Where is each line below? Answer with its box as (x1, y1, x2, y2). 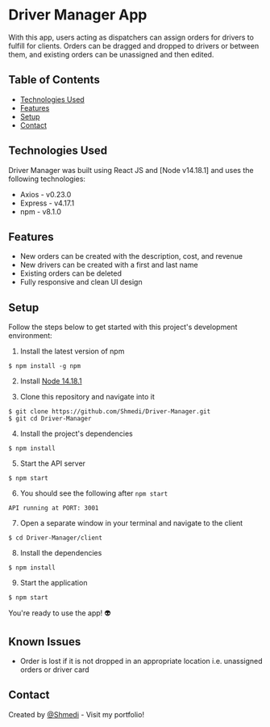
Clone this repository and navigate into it (19, 392, 156, 402)
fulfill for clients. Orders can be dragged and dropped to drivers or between (8, 40, 260, 50)
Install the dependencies (19, 548, 102, 558)
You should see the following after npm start (19, 488, 168, 498)
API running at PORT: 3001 (8, 504, 99, 513)
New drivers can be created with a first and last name (19, 260, 199, 270)
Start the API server (19, 459, 86, 468)
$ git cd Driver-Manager (8, 415, 92, 423)
